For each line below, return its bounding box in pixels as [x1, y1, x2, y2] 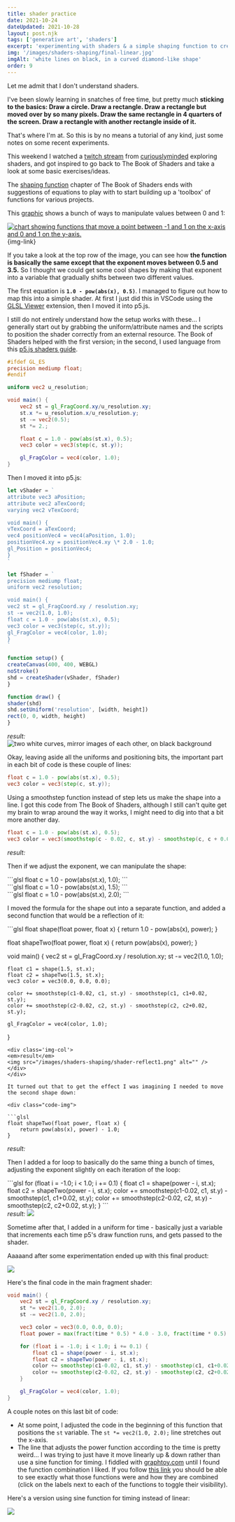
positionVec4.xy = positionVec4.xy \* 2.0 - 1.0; [7, 539, 155, 546]
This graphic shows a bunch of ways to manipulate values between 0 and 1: [7, 209, 225, 217]
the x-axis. [17, 1435, 48, 1444]
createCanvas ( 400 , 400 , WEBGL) [7, 661, 99, 668]
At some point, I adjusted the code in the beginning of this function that [17, 1421, 223, 1429]
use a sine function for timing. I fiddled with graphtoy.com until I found [17, 1458, 220, 1466]
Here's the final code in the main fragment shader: [7, 1278, 152, 1286]
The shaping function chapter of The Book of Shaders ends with [7, 180, 193, 189]
